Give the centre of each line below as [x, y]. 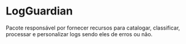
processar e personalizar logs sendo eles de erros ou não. [79, 34]
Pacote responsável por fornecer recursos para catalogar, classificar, [93, 28]
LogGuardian [39, 11]
